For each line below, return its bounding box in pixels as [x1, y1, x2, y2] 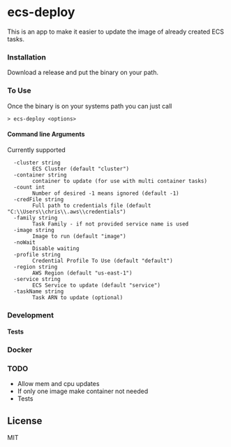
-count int [13, 184, 45, 191]
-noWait [13, 239, 36, 246]
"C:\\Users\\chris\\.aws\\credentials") [7, 208, 127, 215]
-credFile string [13, 195, 64, 203]
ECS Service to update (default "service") [32, 282, 161, 289]
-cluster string [13, 159, 61, 166]
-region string [13, 263, 58, 270]
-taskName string [13, 288, 64, 295]
